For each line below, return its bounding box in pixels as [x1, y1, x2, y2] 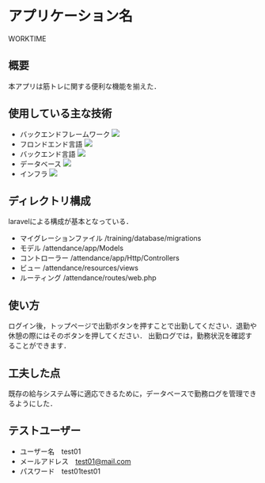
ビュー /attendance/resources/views [19, 263, 138, 273]
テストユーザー [8, 424, 81, 438]
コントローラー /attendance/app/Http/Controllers [19, 253, 180, 263]
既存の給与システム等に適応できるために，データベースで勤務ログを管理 [8, 389, 243, 398]
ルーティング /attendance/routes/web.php [19, 273, 157, 283]
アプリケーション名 [8, 7, 133, 25]
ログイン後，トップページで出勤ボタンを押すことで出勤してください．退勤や [8, 321, 257, 331]
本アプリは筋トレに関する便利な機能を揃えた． [8, 81, 161, 91]
